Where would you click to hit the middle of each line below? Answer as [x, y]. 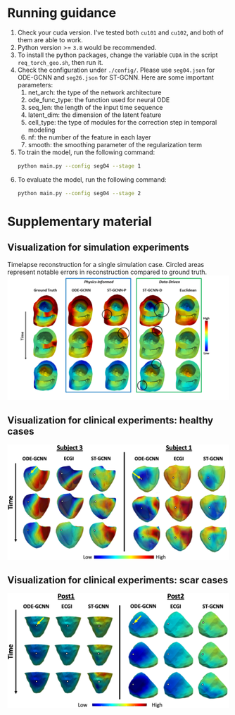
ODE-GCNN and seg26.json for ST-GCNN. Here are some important [116, 77]
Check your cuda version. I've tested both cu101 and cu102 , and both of [120, 32]
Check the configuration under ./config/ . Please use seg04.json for [116, 70]
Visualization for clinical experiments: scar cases [118, 580]
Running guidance [62, 13]
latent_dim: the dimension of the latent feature [95, 115]
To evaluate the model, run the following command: [92, 179]
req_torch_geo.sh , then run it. [60, 62]
